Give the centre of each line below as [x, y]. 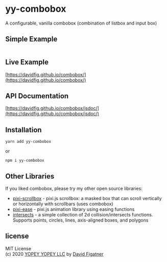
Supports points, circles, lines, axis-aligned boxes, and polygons [80, 220]
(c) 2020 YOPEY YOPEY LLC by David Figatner [54, 254]
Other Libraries [30, 176]
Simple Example [31, 39]
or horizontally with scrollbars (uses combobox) [63, 204]
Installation [23, 130]
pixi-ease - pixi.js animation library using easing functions [74, 209]
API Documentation [37, 96]
